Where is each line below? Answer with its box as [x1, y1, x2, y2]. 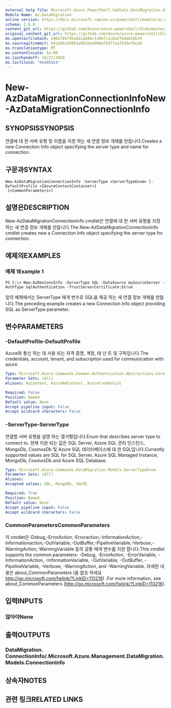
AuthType [5, 284, 24, 289]
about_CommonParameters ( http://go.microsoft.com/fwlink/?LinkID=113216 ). [5, 581, 166, 587]
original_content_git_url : [5, 31, 63, 36]
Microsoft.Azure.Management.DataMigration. [48, 653, 164, 660]
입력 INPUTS [5, 597, 43, 606]
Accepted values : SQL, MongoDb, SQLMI [5, 482, 88, 487]
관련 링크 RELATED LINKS [5, 695, 83, 704]
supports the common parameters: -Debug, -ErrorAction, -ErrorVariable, [5, 552, 157, 558]
